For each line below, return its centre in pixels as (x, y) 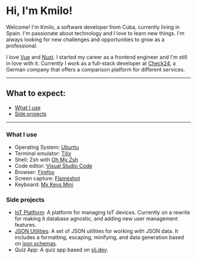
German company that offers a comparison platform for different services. (96, 69)
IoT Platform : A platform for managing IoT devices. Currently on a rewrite (102, 213)
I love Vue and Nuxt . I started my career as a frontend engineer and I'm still (97, 57)
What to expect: (36, 93)
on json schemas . (36, 244)
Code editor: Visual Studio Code (53, 166)
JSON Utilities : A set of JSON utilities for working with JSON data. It (96, 231)
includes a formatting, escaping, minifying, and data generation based (99, 237)
